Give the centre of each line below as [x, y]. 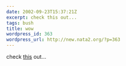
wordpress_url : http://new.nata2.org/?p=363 [63, 40]
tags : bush [20, 23]
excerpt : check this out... [42, 17]
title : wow [20, 28]
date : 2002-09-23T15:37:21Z [42, 12]
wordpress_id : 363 [29, 34]
